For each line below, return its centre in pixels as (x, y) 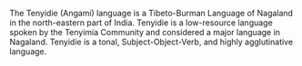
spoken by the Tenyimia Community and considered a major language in (145, 32)
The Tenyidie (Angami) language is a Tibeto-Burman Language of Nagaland (151, 13)
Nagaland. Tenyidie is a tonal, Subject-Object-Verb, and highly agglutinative (151, 42)
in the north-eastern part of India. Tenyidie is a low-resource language (141, 23)
